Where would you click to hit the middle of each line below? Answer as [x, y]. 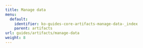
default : [19, 19]
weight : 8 [16, 38]
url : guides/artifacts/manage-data [42, 33]
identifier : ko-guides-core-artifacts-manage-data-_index [76, 24]
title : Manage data [26, 10]
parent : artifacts [33, 28]
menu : [11, 14]
